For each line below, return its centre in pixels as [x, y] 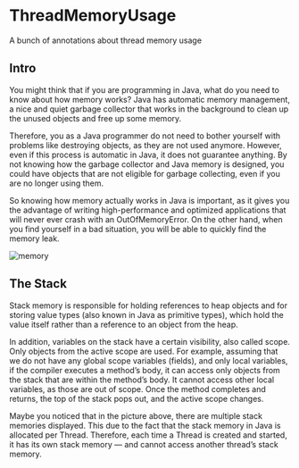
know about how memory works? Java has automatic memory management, [149, 99]
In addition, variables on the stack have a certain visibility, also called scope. [149, 341]
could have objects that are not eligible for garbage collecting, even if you [145, 173]
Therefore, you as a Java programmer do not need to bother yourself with [145, 136]
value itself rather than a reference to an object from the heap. [124, 324]
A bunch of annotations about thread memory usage [106, 40]
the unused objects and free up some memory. [96, 118]
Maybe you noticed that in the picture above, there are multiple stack [136, 415]
